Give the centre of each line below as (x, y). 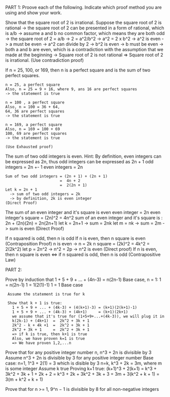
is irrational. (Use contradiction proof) (45, 60)
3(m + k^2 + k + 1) (24, 379)
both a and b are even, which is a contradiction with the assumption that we (84, 49)
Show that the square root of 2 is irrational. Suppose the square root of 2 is (83, 23)
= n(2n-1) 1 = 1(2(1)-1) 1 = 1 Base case (44, 285)
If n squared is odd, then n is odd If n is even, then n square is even (75, 238)
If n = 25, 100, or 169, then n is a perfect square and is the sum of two (78, 70)
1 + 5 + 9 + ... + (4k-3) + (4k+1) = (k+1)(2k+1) (70, 312)
